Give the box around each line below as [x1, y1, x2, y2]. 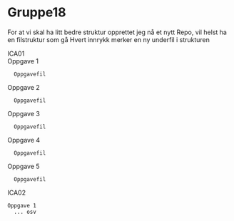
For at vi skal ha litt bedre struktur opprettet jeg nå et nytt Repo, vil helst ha [7, 28, 227, 36]
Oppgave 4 [7, 135, 41, 144]
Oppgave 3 [7, 109, 41, 118]
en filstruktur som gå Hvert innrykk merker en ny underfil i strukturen [7, 35, 210, 43]
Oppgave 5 [7, 162, 41, 170]
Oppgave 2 [7, 83, 41, 91]
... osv [14, 208, 37, 215]
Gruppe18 [7, 4, 66, 21]
